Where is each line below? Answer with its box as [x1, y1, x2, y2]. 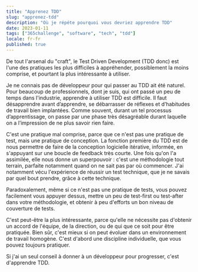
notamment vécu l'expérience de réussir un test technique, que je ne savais [6, 168, 190, 175]
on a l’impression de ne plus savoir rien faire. [6, 119, 115, 126]
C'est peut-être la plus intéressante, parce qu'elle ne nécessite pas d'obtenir [6, 216, 192, 223]
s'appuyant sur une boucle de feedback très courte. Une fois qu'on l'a [6, 149, 177, 156]
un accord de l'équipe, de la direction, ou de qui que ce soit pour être [6, 222, 174, 230]
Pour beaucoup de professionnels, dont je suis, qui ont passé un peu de [6, 88, 181, 95]
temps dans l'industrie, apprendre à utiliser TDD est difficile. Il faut [6, 94, 167, 101]
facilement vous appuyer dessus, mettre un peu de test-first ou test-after [6, 192, 184, 199]
